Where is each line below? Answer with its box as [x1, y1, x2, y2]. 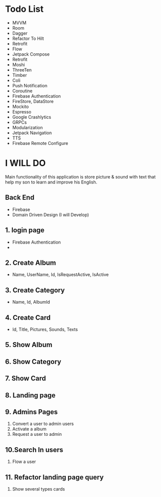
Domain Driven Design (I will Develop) [12, 212, 90, 217]
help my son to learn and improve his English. [5, 179, 97, 185]
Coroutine [12, 88, 33, 94]
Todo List [5, 3, 44, 15]
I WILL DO [5, 158, 46, 169]
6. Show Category [5, 357, 62, 366]
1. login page [5, 226, 45, 235]
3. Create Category [5, 286, 65, 294]
